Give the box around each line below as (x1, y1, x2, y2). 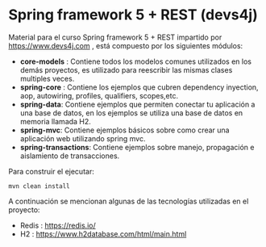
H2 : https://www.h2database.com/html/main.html (19, 228, 187, 239)
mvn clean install (8, 182, 70, 190)
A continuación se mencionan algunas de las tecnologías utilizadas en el (8, 196, 249, 206)
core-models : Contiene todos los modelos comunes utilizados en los (19, 57, 252, 66)
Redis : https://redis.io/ (19, 220, 96, 230)
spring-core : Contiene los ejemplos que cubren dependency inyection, (19, 82, 260, 92)
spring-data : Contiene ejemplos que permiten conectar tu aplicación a (19, 99, 256, 109)
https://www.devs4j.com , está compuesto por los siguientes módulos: (8, 40, 243, 50)
